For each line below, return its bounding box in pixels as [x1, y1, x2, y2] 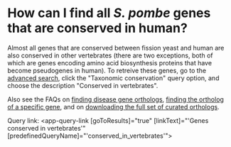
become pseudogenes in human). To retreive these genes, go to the [7, 66, 207, 75]
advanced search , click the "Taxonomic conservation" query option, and [7, 73, 220, 82]
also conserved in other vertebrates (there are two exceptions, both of [7, 51, 213, 60]
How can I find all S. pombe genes [7, 5, 211, 21]
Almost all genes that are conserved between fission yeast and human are [7, 43, 225, 52]
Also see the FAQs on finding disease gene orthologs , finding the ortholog [7, 94, 224, 104]
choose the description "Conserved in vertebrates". [7, 81, 159, 89]
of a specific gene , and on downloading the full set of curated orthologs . [7, 102, 220, 111]
